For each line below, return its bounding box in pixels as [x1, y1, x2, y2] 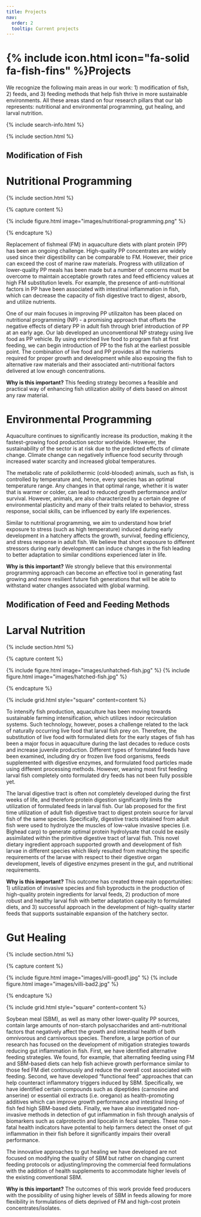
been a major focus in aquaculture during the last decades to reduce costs [6, 740, 190, 747]
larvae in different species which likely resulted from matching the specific [6, 847, 190, 854]
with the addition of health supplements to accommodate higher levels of [6, 1167, 187, 1174]
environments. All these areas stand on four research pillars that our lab [6, 97, 183, 104]
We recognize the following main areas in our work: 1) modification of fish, [6, 84, 189, 91]
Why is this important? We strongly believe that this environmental [6, 563, 172, 570]
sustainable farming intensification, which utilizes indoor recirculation [6, 714, 177, 721]
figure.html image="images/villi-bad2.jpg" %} [6, 980, 119, 988]
